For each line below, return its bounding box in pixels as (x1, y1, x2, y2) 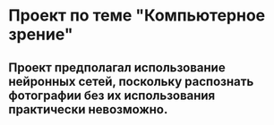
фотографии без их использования (8, 87, 216, 103)
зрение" (8, 24, 73, 45)
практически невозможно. (8, 102, 168, 117)
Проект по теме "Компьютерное (8, 5, 266, 26)
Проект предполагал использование (8, 60, 226, 75)
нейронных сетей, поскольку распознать (8, 73, 254, 89)
